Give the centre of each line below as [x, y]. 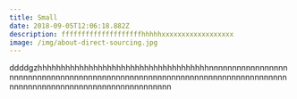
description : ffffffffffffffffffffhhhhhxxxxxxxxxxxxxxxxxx [122, 34]
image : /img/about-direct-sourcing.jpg [84, 42]
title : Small [34, 17]
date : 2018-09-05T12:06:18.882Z [69, 26]
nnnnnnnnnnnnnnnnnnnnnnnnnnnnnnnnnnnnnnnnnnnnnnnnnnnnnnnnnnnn [148, 78]
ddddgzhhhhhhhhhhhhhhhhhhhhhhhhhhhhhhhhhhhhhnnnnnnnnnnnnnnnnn [148, 68]
